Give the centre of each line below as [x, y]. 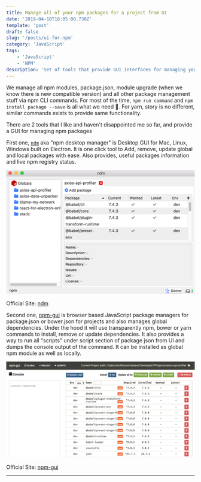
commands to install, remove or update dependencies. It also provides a [95, 334]
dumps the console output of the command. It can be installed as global [95, 347]
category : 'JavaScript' [36, 44]
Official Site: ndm [28, 303]
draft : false [22, 32]
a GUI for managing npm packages [49, 131]
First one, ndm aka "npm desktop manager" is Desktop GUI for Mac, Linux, [97, 142]
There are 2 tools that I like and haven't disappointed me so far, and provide [99, 124]
